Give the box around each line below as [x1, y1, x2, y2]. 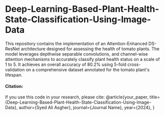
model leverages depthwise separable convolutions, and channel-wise [5, 51, 148, 57]
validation [5, 66, 25, 72]
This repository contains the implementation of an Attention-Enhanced [5, 40, 148, 46]
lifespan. [5, 72, 23, 78]
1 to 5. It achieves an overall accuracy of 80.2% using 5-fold [5, 61, 127, 67]
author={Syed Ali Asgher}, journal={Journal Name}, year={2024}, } [19, 105, 155, 111]
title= [149, 94, 160, 100]
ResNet [5, 46, 20, 52]
